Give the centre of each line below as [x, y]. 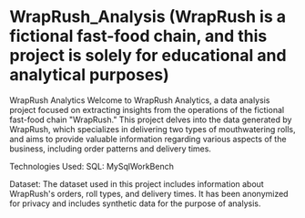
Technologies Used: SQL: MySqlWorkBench [92, 166]
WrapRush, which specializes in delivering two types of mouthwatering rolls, [152, 129]
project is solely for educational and [148, 56]
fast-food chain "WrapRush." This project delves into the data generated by [151, 119]
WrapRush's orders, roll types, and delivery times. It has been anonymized [149, 193]
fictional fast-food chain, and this [138, 36]
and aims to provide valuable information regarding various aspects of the [148, 139]
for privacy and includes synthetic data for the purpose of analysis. [135, 203]
